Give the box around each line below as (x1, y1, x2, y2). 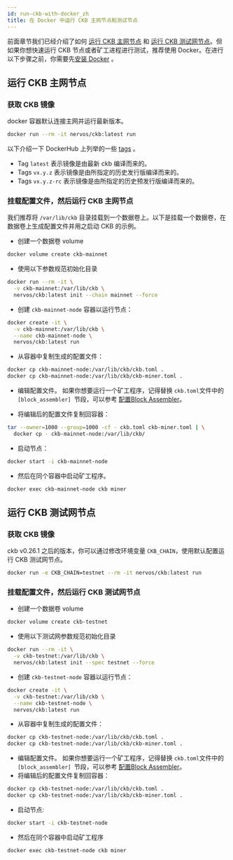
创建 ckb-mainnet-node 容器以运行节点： (17, 305, 133, 313)
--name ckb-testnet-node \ (13, 699, 92, 707)
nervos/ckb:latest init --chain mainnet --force (13, 292, 158, 299)
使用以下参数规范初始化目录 (17, 264, 98, 273)
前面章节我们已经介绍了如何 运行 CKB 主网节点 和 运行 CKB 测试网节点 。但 (7, 36, 223, 46)
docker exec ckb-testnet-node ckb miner (7, 847, 127, 854)
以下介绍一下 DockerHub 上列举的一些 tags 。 (7, 144, 140, 153)
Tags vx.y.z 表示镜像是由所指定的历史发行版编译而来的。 (17, 168, 183, 177)
